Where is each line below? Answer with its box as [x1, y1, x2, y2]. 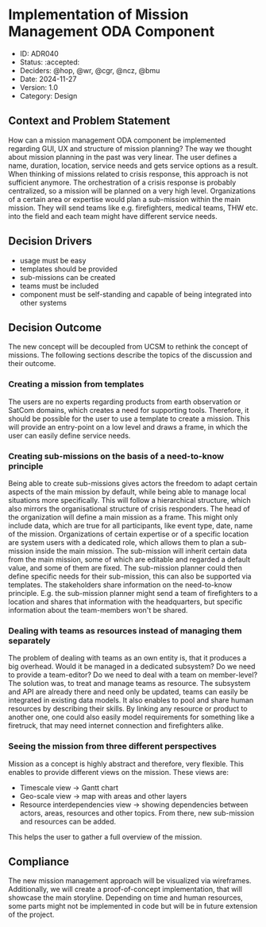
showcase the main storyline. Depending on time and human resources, [8, 893, 244, 902]
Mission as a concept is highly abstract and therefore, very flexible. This [8, 758, 245, 769]
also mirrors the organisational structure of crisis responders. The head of [8, 504, 250, 513]
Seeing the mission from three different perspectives [8, 741, 217, 752]
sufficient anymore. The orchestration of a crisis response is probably [8, 177, 237, 187]
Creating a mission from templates [8, 379, 145, 390]
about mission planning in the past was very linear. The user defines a [8, 152, 237, 162]
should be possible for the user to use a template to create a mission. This [8, 414, 250, 423]
